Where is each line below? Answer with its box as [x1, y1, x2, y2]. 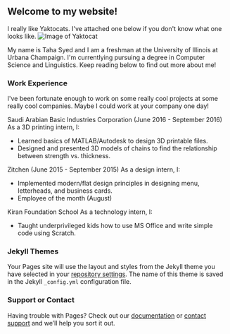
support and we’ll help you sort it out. [7, 318, 115, 327]
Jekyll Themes [7, 246, 59, 256]
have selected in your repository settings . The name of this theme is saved [7, 270, 224, 278]
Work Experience [7, 78, 68, 88]
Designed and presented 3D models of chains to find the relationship [17, 144, 217, 153]
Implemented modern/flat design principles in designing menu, [17, 179, 200, 188]
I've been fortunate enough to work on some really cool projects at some [7, 95, 218, 103]
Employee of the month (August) [17, 194, 113, 203]
